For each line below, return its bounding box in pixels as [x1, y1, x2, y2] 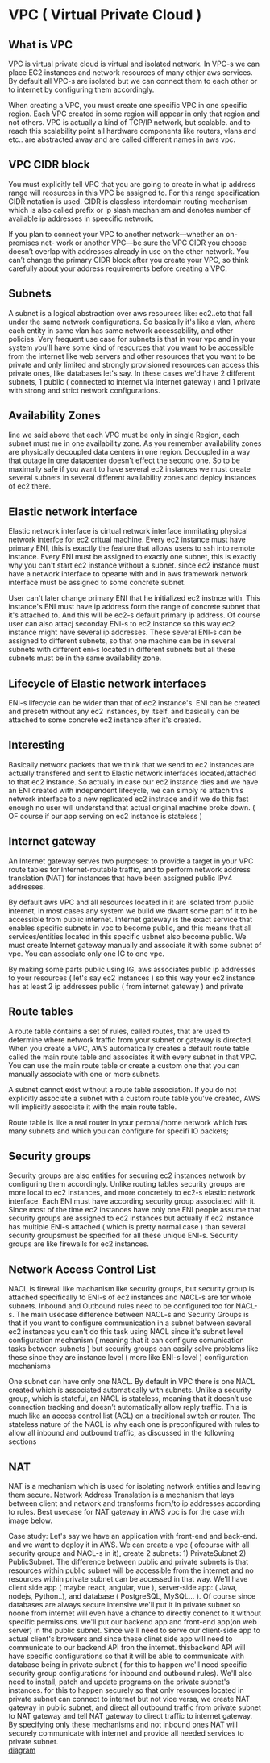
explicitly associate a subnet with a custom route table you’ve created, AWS [8, 1093, 260, 1103]
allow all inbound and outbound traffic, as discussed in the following [8, 1428, 235, 1438]
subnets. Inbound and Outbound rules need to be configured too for [8, 1301, 235, 1311]
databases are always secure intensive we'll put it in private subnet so [8, 1599, 241, 1609]
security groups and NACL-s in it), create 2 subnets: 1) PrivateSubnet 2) [8, 1548, 247, 1557]
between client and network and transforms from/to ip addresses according [8, 1498, 260, 1508]
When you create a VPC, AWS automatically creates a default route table [8, 1043, 250, 1053]
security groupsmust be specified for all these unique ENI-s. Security [8, 1231, 239, 1241]
